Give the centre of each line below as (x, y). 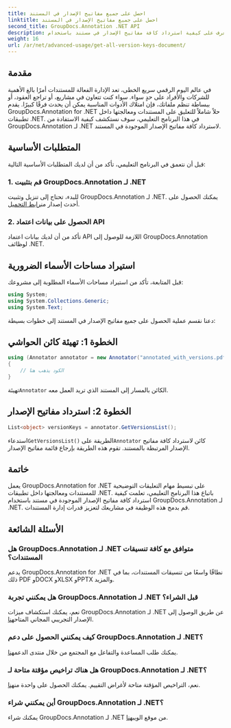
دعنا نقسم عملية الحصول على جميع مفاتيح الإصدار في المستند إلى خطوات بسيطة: (112, 320)
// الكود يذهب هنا (42, 371)
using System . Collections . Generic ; (59, 301)
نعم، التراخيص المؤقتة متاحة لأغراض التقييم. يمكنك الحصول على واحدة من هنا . (104, 685)
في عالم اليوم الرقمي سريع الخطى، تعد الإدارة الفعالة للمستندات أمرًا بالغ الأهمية (110, 89)
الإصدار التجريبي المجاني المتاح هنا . (51, 619)
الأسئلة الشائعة (36, 529)
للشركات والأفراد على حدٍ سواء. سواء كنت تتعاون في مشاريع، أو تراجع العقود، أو (109, 97)
